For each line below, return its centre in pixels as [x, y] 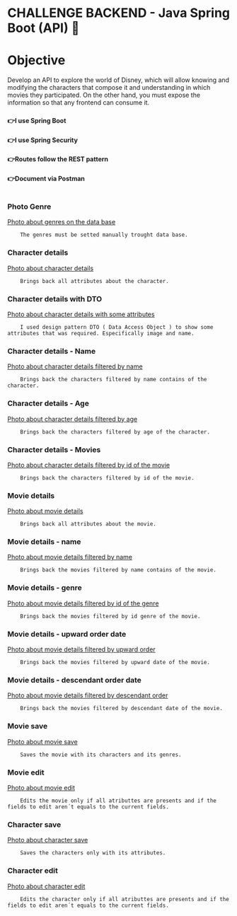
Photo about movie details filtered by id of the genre [83, 603]
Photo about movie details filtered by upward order [81, 649]
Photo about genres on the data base [62, 222]
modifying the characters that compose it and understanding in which [109, 88]
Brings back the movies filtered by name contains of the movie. [118, 570]
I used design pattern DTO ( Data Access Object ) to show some [117, 327]
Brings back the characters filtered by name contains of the [114, 380]
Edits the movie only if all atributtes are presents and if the [118, 801]
